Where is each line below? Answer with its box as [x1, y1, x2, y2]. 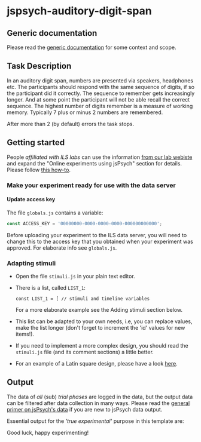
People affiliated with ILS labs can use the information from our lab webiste [7, 154, 193, 161]
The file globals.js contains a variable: [7, 209, 103, 216]
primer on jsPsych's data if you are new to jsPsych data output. [7, 406, 163, 413]
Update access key [7, 196, 56, 203]
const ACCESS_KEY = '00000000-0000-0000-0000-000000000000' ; [7, 220, 163, 226]
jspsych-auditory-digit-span [7, 4, 152, 18]
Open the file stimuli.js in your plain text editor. [15, 272, 135, 280]
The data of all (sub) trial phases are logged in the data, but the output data [7, 393, 193, 400]
